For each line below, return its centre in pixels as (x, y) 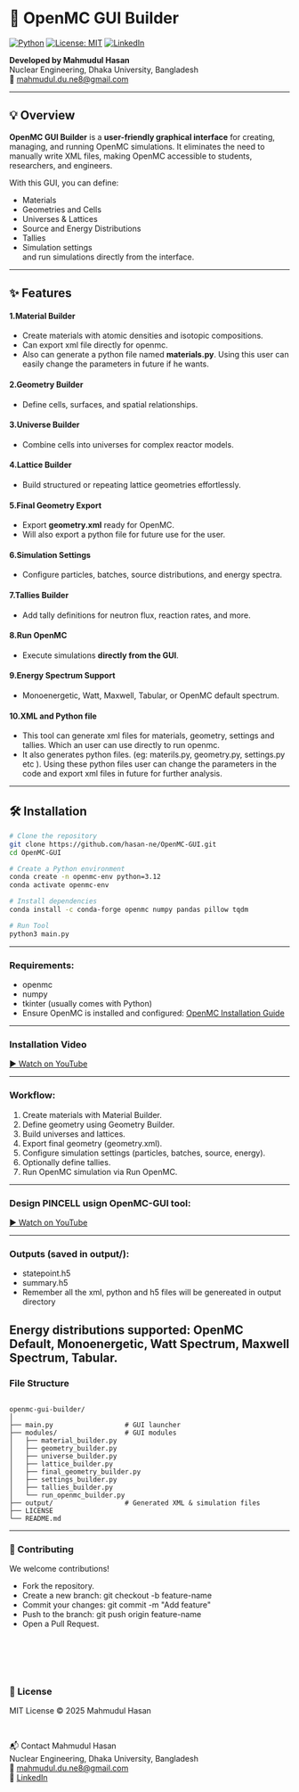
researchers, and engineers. (61, 165)
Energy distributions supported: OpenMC (126, 1330)
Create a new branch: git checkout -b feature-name (117, 1596)
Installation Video (48, 1044)
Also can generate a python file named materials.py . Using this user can (155, 355)
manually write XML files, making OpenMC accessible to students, (131, 156)
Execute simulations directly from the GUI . (101, 655)
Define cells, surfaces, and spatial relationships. (110, 404)
